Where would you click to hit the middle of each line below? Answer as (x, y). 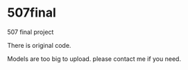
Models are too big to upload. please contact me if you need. (94, 59)
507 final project (31, 32)
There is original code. (39, 45)
